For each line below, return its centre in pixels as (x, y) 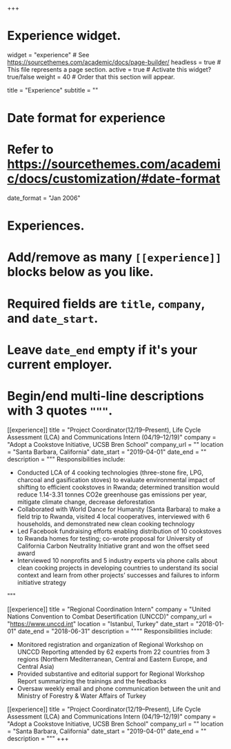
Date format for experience (86, 118)
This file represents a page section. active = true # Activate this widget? (109, 69)
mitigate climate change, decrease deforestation (86, 501)
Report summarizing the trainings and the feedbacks (92, 681)
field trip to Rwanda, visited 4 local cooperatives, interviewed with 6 (113, 516)
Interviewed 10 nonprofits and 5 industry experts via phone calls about (117, 560)
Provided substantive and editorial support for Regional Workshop (111, 674)
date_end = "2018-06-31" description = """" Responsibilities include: (115, 631)
